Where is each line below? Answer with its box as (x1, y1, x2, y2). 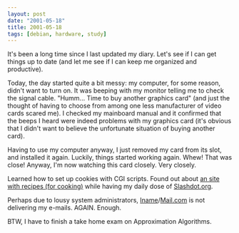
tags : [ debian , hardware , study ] (7, 30, 107, 38)
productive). (7, 65, 44, 73)
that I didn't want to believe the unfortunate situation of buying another (7, 124, 215, 133)
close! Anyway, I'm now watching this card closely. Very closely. (7, 161, 197, 170)
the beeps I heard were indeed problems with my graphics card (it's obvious (7, 117, 232, 125)
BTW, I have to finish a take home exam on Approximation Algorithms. (7, 217, 212, 226)
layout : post (7, 10, 46, 18)
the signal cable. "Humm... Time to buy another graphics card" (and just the (7, 94, 230, 103)
